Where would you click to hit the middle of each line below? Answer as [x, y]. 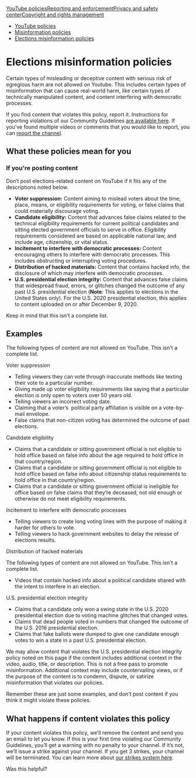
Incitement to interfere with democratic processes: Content [88, 248]
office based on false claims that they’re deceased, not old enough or [98, 493]
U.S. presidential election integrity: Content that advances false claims [101, 279]
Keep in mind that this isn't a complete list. [57, 315]
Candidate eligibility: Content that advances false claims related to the [100, 217]
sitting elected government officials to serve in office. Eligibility [90, 229]
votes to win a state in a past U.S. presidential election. [80, 641]
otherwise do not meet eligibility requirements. [71, 499]
